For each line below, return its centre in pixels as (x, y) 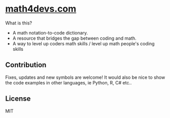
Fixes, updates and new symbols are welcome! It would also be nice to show (85, 77)
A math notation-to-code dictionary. (50, 33)
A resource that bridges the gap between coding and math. (75, 38)
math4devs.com (41, 9)
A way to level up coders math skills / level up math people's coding (83, 43)
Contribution (26, 65)
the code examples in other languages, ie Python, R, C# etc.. (69, 82)
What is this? (19, 23)
